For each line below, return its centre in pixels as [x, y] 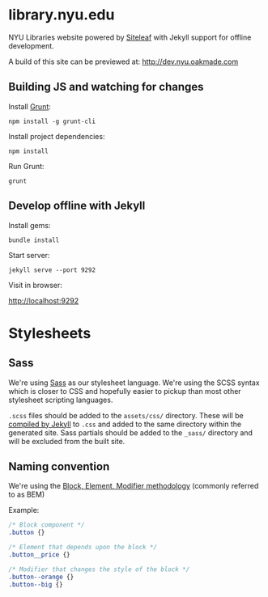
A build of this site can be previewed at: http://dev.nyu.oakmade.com [123, 61]
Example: [24, 510]
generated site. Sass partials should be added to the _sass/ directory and [131, 432]
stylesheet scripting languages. [61, 400]
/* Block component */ [47, 525]
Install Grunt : [30, 106]
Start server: [29, 255]
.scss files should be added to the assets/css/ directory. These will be [126, 415]
